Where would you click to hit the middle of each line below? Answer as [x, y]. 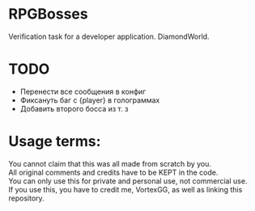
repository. [26, 198]
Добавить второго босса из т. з [74, 108]
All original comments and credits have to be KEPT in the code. [113, 172]
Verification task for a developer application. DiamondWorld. [109, 36]
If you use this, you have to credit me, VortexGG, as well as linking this [125, 189]
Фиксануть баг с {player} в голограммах [90, 100]
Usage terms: [55, 141]
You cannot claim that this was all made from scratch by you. [110, 163]
